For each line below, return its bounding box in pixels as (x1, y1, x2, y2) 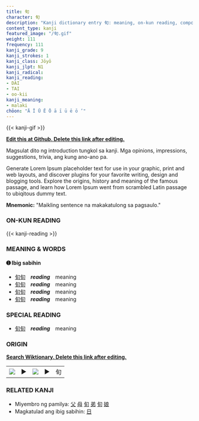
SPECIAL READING (6, 311, 61, 319)
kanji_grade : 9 (6, 47, 44, 53)
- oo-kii (6, 91, 28, 97)
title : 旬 (6, 8, 30, 15)
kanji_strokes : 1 (6, 53, 49, 59)
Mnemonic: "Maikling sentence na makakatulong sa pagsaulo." (6, 202, 161, 209)
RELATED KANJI (6, 386, 54, 394)
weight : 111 (6, 36, 36, 42)
